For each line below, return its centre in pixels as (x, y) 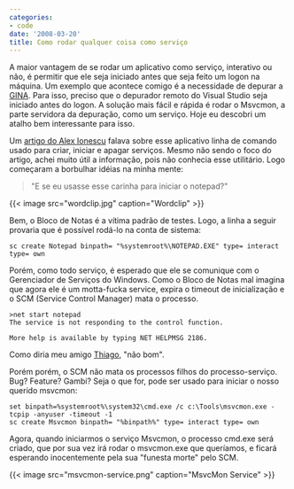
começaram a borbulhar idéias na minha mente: (97, 169)
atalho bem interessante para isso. (72, 124)
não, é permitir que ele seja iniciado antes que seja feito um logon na (135, 77)
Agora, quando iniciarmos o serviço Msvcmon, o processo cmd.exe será (142, 439)
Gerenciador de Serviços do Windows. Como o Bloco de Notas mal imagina (147, 280)
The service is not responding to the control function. (116, 323)
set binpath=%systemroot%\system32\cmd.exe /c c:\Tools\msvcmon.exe (138, 407)
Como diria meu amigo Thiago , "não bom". (87, 354)
